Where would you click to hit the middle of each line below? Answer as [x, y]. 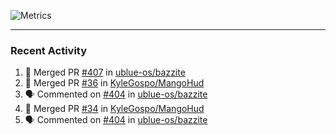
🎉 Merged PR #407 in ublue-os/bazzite [105, 72]
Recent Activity [49, 50]
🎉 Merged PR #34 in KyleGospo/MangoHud [114, 109]
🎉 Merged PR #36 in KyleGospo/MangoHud [114, 83]
